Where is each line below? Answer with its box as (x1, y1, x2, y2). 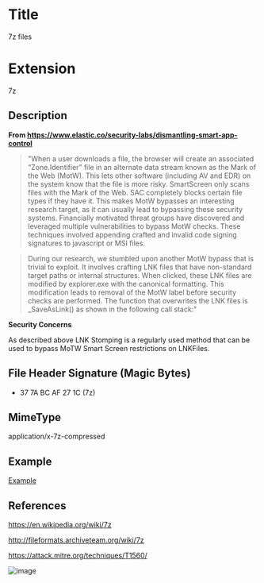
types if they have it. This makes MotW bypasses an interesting (27, 196, 235, 206)
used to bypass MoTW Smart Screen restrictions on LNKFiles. (8, 343, 210, 353)
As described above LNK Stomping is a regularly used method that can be (8, 335, 251, 345)
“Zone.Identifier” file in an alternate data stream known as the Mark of (27, 162, 257, 172)
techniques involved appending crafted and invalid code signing (27, 230, 237, 239)
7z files (8, 32, 33, 41)
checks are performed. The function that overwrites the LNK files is (27, 295, 248, 305)
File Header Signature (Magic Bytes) (8, 367, 191, 380)
